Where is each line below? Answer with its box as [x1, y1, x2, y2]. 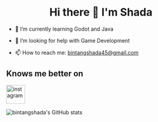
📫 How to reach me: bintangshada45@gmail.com [14, 49, 139, 56]
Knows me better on [6, 69, 84, 79]
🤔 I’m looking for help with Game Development [14, 37, 130, 44]
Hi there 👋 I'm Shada [49, 5, 153, 19]
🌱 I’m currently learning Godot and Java [14, 25, 114, 32]
